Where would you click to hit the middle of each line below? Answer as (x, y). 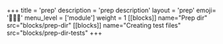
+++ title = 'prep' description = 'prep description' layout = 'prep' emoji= (111, 10)
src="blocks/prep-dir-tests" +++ (54, 33)
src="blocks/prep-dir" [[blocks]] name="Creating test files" (94, 25)
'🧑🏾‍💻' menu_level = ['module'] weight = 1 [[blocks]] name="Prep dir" (107, 18)
